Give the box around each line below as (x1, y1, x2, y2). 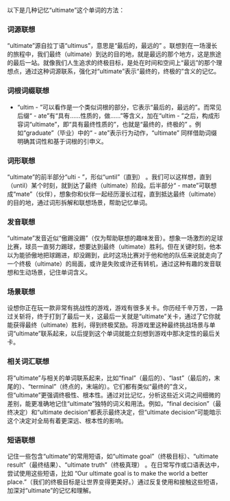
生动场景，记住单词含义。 (18, 268, 91, 277)
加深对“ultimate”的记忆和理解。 (7, 487, 95, 495)
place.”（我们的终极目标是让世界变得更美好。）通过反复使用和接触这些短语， (7, 478, 222, 486)
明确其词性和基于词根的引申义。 (16, 137, 107, 145)
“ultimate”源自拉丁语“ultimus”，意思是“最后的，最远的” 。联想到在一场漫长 (7, 42, 218, 50)
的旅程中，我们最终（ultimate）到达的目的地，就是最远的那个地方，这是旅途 (7, 50, 222, 58)
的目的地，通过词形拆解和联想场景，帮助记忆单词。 (7, 198, 151, 207)
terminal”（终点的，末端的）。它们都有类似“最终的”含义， (30, 382, 190, 390)
